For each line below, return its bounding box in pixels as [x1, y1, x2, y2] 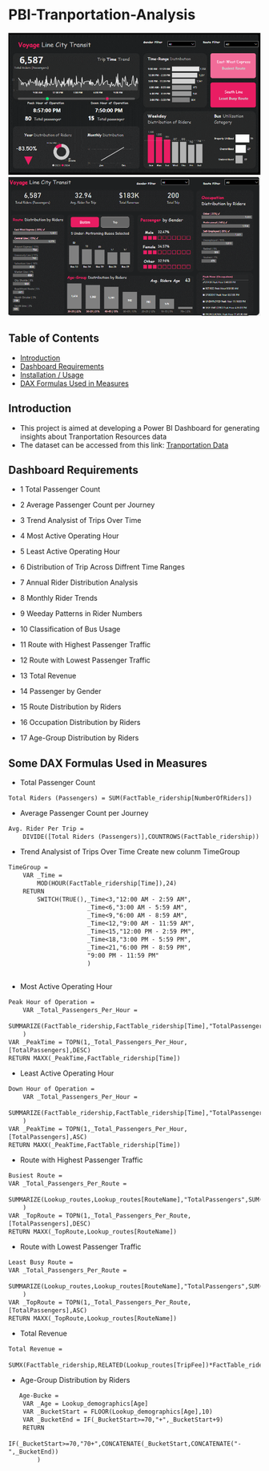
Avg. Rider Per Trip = [8, 825, 84, 833]
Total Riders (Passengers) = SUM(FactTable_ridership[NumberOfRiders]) [8, 794, 252, 803]
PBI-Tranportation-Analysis [8, 6, 196, 24]
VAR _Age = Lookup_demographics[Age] [22, 1400, 149, 1408]
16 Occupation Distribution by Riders [19, 718, 141, 727]
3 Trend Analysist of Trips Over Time [19, 516, 142, 525]
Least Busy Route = [8, 1258, 74, 1266]
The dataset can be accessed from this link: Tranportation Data [19, 440, 229, 450]
